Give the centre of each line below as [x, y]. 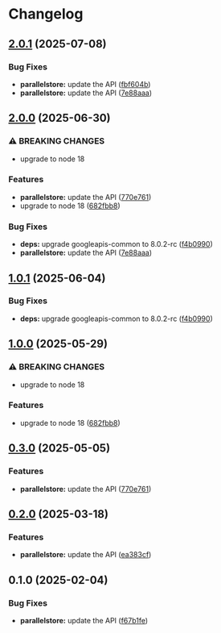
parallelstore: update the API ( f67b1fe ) [84, 620]
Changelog [46, 14]
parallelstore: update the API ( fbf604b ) [85, 84]
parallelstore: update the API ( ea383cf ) [86, 555]
